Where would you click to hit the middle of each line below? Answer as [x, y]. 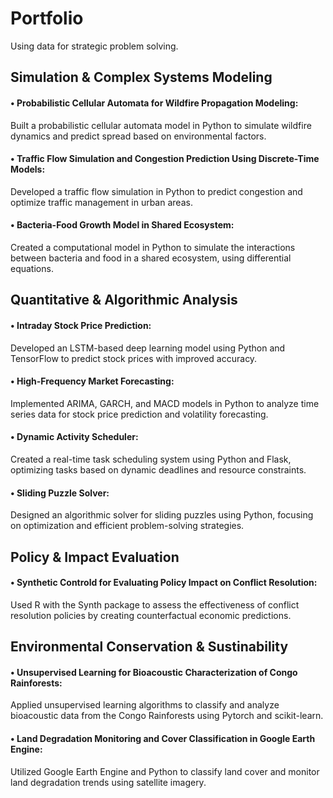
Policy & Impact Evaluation [95, 557]
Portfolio [47, 18]
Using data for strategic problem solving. [94, 46]
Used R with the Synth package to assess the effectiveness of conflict [155, 604]
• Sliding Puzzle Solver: [60, 493]
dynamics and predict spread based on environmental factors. [138, 136]
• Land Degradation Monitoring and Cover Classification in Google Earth [163, 738]
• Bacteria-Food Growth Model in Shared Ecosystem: [122, 225]
